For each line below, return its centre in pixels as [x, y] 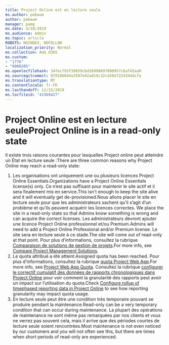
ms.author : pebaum [25, 15]
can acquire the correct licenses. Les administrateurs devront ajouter [85, 219]
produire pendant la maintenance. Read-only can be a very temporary [85, 305]
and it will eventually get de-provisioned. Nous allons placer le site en [84, 197]
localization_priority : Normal [38, 48]
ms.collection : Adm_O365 [31, 52]
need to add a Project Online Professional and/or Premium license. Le [85, 229]
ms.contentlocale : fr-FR [31, 85]
